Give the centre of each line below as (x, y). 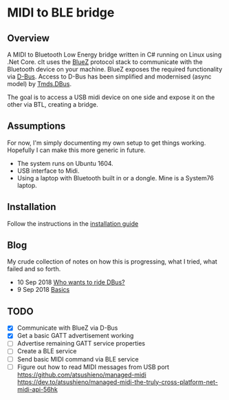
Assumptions (36, 126)
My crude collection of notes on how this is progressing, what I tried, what (112, 262)
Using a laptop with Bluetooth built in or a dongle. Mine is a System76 (116, 178)
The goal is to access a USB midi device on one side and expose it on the (111, 97)
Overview (29, 38)
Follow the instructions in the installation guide (73, 223)
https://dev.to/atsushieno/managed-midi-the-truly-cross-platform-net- (117, 382)
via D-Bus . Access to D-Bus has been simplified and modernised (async (109, 76)
